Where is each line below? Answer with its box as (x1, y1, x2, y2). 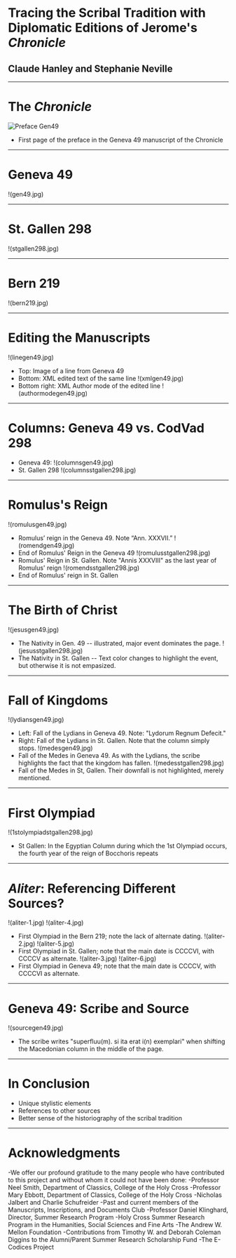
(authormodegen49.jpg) (18, 389, 88, 397)
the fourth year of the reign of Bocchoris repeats (18, 849, 158, 857)
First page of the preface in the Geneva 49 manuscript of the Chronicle (18, 135, 223, 144)
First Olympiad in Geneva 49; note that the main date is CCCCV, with (18, 962, 216, 970)
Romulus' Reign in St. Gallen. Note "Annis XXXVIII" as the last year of (18, 556, 217, 564)
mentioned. (18, 774, 51, 782)
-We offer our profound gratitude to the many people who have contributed (8, 1168, 225, 1177)
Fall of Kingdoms (8, 692, 109, 708)
